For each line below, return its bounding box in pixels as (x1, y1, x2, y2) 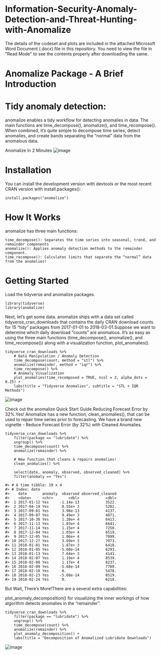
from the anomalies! (5, 259, 47, 264)
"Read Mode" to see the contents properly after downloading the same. (5, 50, 149, 57)
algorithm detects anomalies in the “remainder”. (5, 600, 101, 606)
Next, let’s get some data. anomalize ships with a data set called (5, 314, 134, 320)
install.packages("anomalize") (5, 196, 69, 201)
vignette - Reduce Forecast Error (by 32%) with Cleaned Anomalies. (5, 422, 142, 428)
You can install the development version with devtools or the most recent (5, 181, 152, 187)
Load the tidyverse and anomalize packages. (5, 291, 95, 297)
